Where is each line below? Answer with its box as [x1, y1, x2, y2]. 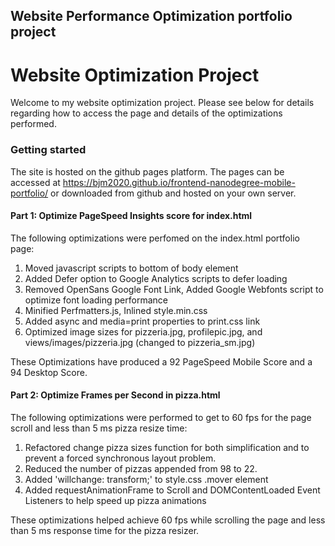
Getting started [10, 143, 87, 157]
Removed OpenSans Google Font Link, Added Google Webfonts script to [24, 283, 324, 295]
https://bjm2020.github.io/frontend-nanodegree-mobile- [62, 176, 296, 188]
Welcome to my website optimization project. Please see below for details [10, 97, 315, 109]
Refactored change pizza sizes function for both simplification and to [24, 442, 310, 454]
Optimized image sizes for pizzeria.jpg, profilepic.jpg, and [24, 325, 263, 338]
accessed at [10, 176, 61, 188]
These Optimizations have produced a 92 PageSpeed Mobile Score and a [10, 355, 313, 368]
